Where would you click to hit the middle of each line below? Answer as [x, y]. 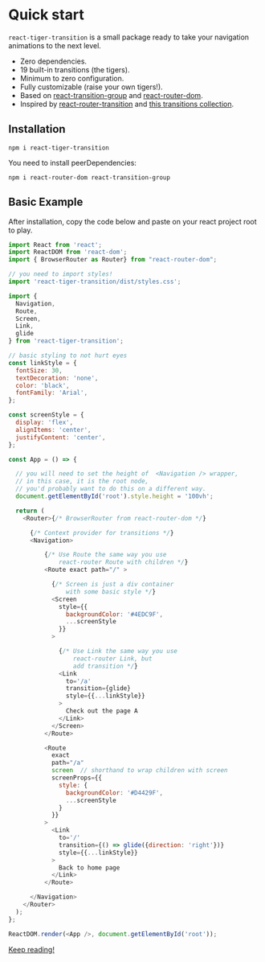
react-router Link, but [112, 658]
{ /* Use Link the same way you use [118, 652]
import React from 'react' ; [55, 245]
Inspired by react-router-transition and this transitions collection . [127, 104]
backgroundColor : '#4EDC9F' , [114, 614]
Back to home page [90, 867]
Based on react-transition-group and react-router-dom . [111, 95]
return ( [30, 511]
